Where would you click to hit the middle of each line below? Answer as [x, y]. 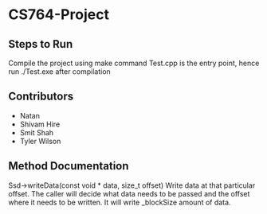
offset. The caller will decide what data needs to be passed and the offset [129, 193]
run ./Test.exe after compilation [60, 72]
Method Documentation [69, 166]
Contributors [41, 97]
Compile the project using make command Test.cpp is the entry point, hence [134, 63]
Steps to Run [41, 44]
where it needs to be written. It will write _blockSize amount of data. [120, 202]
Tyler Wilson [40, 141]
